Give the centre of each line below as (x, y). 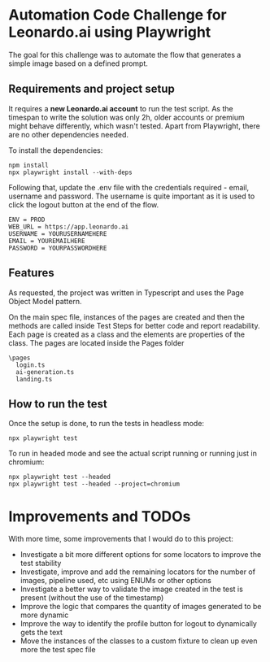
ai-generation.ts (45, 372)
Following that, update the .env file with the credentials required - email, (129, 187)
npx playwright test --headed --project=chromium (94, 484)
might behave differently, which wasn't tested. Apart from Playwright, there (134, 126)
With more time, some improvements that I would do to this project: (121, 539)
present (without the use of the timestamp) (92, 598)
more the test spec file (58, 650)
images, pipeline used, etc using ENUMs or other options (115, 581)
